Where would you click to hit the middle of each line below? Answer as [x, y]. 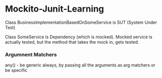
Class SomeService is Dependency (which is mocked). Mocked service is [79, 37]
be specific [16, 70]
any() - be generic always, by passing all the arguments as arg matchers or [80, 65]
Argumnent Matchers [31, 54]
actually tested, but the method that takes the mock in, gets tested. [72, 42]
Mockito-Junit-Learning [55, 9]
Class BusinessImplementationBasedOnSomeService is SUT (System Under [81, 22]
